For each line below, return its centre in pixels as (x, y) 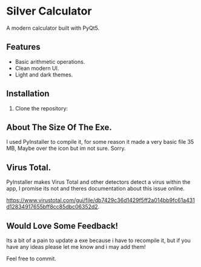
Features (23, 47)
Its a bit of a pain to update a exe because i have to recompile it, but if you (98, 240)
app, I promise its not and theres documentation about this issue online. (96, 189)
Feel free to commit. (31, 259)
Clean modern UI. (37, 68)
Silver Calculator (49, 11)
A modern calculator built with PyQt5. (53, 28)
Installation (28, 94)
